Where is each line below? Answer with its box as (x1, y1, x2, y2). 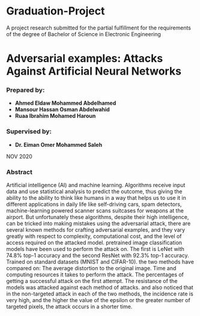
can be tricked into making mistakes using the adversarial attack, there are (6, 220, 191, 227)
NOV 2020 (6, 152, 33, 160)
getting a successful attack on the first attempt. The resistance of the (6, 277, 178, 285)
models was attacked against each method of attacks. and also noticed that (6, 284, 193, 291)
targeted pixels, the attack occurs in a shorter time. (6, 303, 133, 311)
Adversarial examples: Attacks (6, 52, 163, 66)
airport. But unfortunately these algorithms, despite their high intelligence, (6, 214, 189, 221)
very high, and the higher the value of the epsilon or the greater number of (6, 297, 190, 304)
